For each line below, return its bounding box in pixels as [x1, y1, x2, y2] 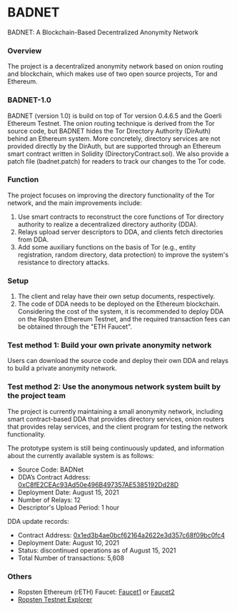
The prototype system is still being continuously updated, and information [7, 444, 225, 452]
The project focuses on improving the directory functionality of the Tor [7, 191, 215, 199]
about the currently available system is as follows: [7, 451, 155, 460]
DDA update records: [7, 517, 69, 525]
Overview [7, 46, 42, 56]
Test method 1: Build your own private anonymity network [7, 340, 212, 350]
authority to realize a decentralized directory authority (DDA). [17, 219, 198, 229]
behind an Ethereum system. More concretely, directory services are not [7, 134, 221, 143]
